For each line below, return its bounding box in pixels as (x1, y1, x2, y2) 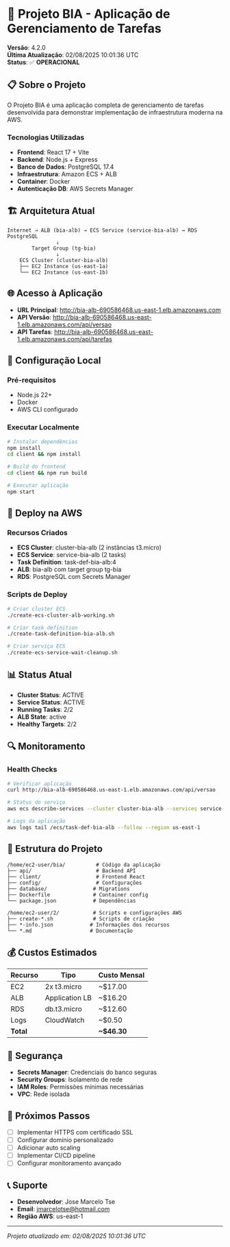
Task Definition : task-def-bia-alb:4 (16, 558, 116, 567)
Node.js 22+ (16, 391, 53, 399)
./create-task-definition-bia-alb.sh (7, 630, 115, 637)
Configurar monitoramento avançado (16, 1159, 122, 1167)
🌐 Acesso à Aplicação (7, 287, 103, 299)
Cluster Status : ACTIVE (16, 691, 84, 699)
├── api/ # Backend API (7, 867, 136, 874)
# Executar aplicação (7, 482, 69, 489)
